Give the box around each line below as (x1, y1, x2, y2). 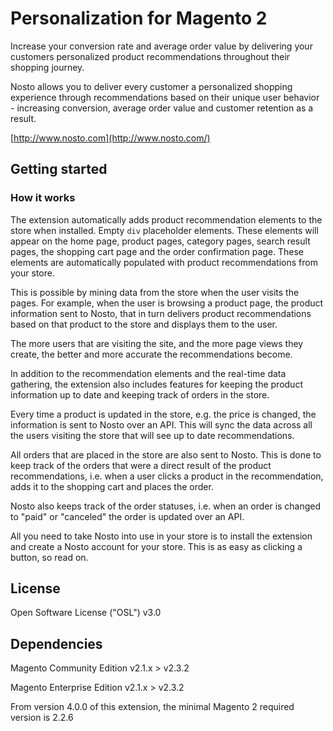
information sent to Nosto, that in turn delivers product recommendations (10, 307, 312, 319)
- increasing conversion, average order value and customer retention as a (10, 102, 314, 114)
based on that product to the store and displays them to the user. (10, 318, 278, 330)
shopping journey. (10, 61, 85, 73)
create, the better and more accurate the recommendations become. (10, 348, 293, 360)
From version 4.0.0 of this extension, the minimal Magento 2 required (10, 701, 295, 713)
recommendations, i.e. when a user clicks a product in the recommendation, (10, 470, 324, 482)
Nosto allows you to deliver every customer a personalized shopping (10, 80, 293, 92)
